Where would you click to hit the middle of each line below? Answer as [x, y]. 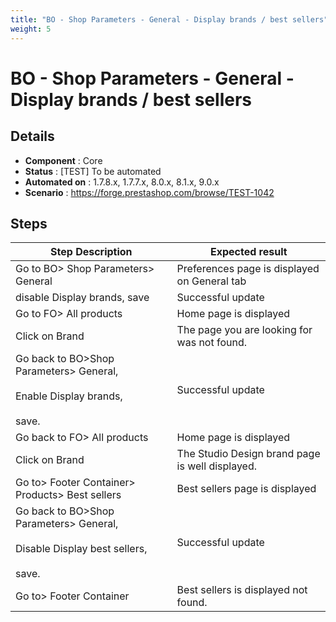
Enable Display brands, [69, 396]
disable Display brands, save [82, 298]
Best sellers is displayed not [242, 590]
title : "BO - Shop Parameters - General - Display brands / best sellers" [169, 19]
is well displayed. [217, 466]
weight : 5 [31, 29]
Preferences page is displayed [248, 269]
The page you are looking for [244, 330]
